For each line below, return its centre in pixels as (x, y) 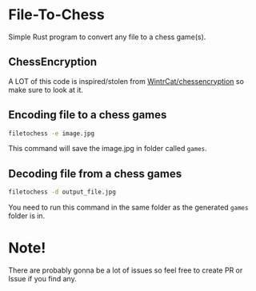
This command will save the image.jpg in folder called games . (108, 149)
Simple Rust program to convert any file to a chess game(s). (107, 37)
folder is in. (27, 216)
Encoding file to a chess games (88, 115)
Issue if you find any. (43, 279)
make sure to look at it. (46, 90)
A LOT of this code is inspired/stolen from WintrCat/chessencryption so (126, 81)
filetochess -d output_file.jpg (62, 192)
